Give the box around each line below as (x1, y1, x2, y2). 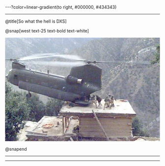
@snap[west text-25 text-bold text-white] (5, 28, 89, 33)
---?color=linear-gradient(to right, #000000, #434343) (5, 4, 117, 10)
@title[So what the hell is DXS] (5, 18, 67, 24)
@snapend (5, 146, 27, 152)
